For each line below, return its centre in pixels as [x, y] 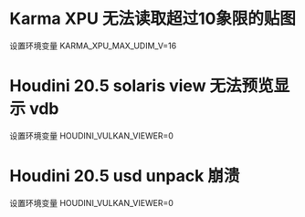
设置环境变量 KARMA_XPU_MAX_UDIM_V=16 [93, 46]
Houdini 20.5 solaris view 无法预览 [142, 86]
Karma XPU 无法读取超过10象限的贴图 [153, 19]
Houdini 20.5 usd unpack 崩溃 [125, 176]
